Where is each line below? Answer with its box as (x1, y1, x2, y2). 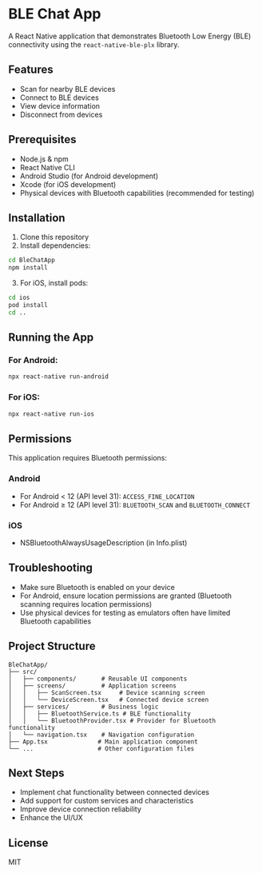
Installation (8, 211, 65, 225)
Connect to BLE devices (19, 93, 100, 102)
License (8, 836, 49, 850)
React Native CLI (19, 162, 76, 172)
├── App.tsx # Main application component (8, 737, 198, 746)
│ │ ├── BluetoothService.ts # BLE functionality (8, 709, 192, 718)
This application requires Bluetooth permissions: (8, 453, 168, 463)
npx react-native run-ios (8, 409, 94, 418)
